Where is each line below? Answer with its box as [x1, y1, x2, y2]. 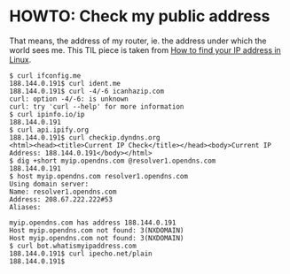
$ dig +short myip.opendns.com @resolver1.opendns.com [9, 156, 216, 165]
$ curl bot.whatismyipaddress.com [9, 241, 137, 250]
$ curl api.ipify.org [9, 126, 90, 134]
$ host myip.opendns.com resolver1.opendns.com [9, 171, 189, 180]
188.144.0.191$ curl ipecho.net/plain [9, 249, 153, 258]
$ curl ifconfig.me [9, 71, 82, 80]
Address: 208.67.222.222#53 [9, 194, 114, 204]
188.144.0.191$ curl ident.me [9, 79, 121, 88]
